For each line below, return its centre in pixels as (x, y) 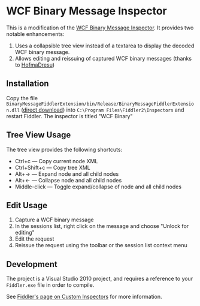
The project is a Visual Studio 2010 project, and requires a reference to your (100, 279)
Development (32, 264)
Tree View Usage (39, 135)
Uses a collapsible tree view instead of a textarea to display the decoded (104, 46)
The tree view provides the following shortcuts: (64, 149)
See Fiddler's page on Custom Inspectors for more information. (84, 297)
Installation (28, 84)
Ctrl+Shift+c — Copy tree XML (53, 167)
